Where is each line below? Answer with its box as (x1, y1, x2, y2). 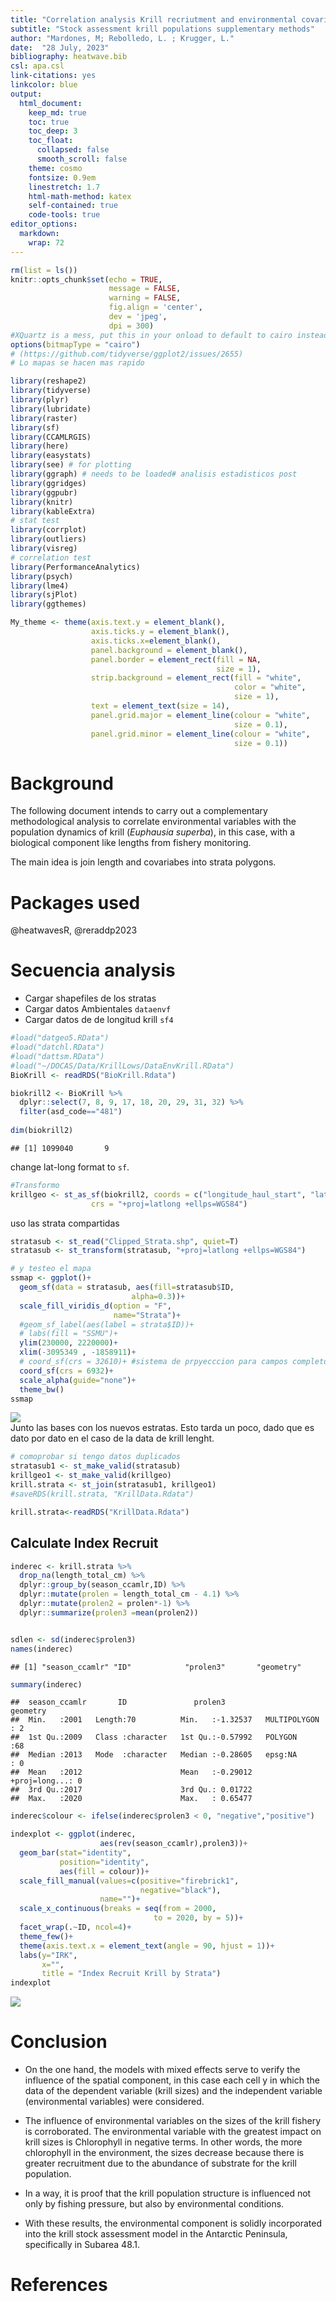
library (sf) (10, 422, 60, 433)
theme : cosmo (28, 163, 83, 173)
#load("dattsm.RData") (10, 1051, 105, 1061)
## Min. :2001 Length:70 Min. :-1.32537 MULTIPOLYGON (10, 1715, 320, 1725)
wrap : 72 (28, 237, 65, 248)
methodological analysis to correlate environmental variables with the (10, 816, 297, 828)
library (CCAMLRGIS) (10, 432, 92, 442)
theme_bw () (19, 1384, 65, 1395)
